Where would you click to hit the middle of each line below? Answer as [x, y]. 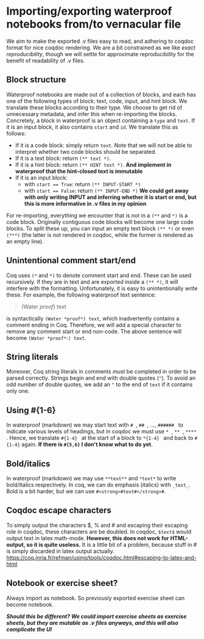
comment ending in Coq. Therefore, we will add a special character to [94, 325]
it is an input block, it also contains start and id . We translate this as [92, 127]
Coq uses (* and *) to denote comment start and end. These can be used [99, 275]
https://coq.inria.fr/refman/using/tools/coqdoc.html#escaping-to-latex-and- [101, 557]
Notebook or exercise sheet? [62, 583]
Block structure [36, 80]
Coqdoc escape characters [59, 511]
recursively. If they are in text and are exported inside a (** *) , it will [92, 281]
